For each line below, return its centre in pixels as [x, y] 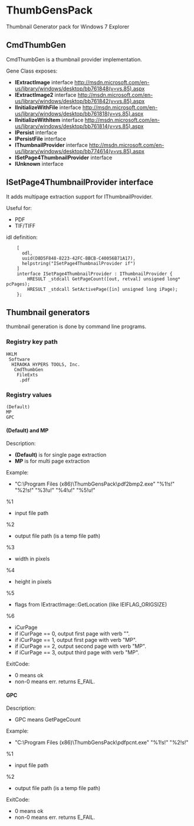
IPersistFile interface [40, 139]
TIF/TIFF [25, 225]
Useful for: [19, 208]
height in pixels [33, 582]
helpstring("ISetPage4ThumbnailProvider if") [78, 263]
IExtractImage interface [44, 82]
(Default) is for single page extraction [60, 455]
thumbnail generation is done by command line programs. [76, 327]
